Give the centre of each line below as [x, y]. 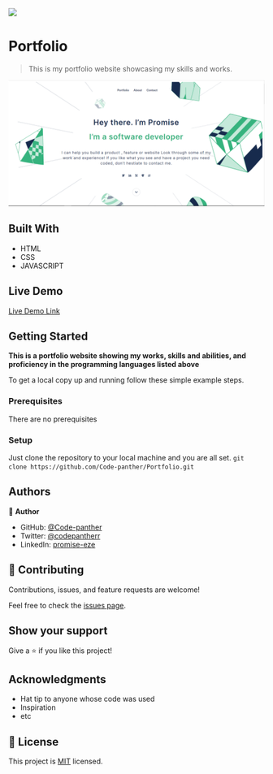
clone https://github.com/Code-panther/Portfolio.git [102, 467]
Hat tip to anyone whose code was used [87, 699]
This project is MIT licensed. [56, 761]
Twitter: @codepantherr [60, 535]
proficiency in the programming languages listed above [104, 365]
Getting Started [48, 337]
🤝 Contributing [46, 570]
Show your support [58, 631]
